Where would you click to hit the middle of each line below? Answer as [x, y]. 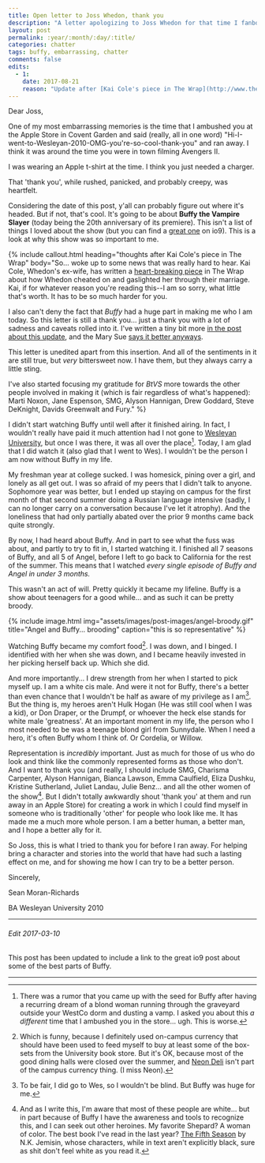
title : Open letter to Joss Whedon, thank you [86, 15]
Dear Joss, [26, 111]
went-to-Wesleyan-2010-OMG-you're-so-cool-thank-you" [103, 144]
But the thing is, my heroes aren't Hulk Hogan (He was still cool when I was [130, 705]
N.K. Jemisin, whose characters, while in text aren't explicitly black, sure [137, 1142]
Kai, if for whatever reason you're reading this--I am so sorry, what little [124, 288]
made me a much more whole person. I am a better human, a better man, [127, 822]
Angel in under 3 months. [49, 574]
